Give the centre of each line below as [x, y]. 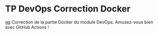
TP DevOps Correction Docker [68, 9]
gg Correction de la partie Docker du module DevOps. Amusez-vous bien [79, 22]
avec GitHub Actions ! [27, 27]
